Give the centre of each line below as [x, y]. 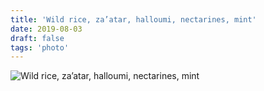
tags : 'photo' [40, 47]
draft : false [37, 38]
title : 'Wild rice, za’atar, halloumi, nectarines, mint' [133, 19]
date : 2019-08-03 [46, 29]
